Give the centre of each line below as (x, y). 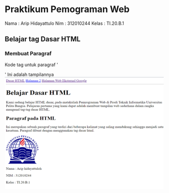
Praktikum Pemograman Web (67, 9)
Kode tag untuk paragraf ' (32, 65)
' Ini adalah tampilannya (29, 74)
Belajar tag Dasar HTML (43, 39)
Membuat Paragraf (28, 54)
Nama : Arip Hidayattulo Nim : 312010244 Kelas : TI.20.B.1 (65, 23)
